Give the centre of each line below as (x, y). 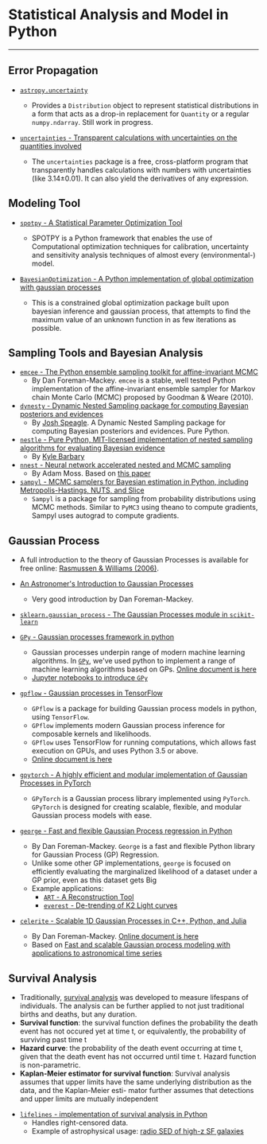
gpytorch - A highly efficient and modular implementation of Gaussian (133, 775)
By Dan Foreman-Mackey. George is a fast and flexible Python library (143, 846)
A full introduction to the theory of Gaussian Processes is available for (134, 560)
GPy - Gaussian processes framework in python (97, 637)
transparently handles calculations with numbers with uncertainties (141, 169)
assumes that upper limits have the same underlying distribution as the (135, 1082)
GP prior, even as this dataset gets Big (94, 880)
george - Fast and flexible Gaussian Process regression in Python (126, 831)
